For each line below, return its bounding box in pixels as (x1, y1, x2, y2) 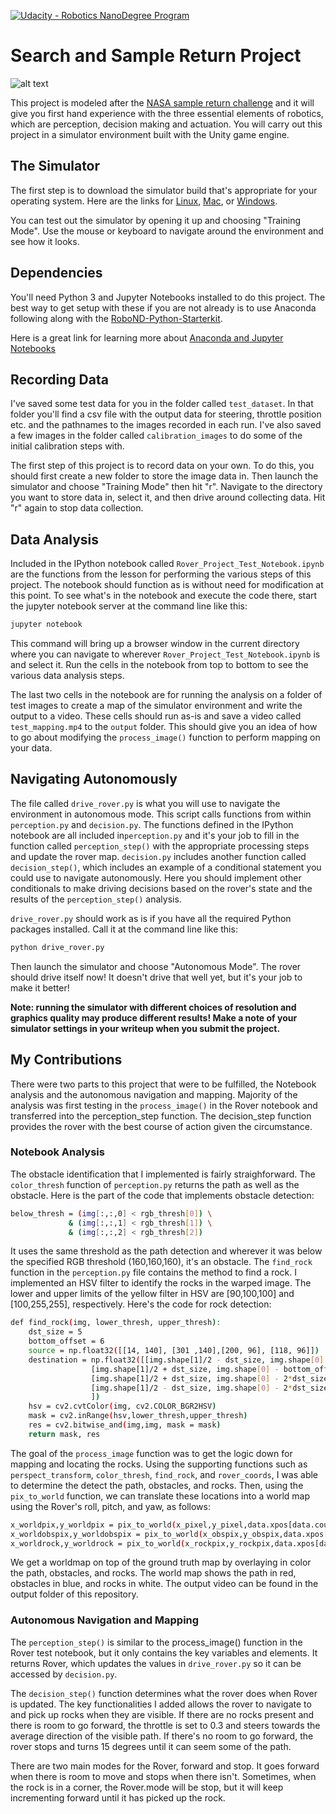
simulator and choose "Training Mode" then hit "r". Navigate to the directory (10, 481, 323, 493)
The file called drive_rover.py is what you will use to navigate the (10, 797, 281, 809)
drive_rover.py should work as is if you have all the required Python (10, 912, 292, 924)
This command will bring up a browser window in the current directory (10, 638, 300, 650)
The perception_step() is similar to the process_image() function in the (10, 1636, 303, 1648)
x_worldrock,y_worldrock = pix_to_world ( (10, 1538, 186, 1549)
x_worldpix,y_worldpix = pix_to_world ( (10, 1520, 177, 1530)
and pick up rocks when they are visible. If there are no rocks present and (10, 1708, 315, 1720)
